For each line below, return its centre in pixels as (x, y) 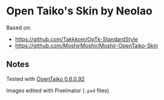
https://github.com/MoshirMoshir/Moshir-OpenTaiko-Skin (87, 46)
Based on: (19, 28)
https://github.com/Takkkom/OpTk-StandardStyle (76, 39)
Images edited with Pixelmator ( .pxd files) (58, 90)
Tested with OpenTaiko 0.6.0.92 (46, 78)
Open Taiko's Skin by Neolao (79, 11)
